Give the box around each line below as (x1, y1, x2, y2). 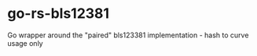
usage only (7, 38, 44, 47)
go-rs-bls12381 (7, 5, 110, 23)
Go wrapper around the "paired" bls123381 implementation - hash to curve (7, 30, 249, 40)
